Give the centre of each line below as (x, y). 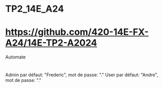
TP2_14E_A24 (35, 9)
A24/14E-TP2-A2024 (51, 43)
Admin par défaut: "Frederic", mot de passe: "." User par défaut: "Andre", (82, 75)
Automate (16, 57)
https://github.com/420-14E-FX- (77, 32)
